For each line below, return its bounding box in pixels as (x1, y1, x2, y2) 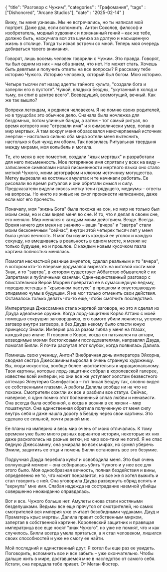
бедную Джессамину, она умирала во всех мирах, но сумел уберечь (5, 441, 154, 447)
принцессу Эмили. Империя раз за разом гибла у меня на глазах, (5, 326, 146, 332)
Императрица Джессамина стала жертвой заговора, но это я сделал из (5, 305, 160, 311)
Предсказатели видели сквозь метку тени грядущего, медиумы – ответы (5, 186, 162, 192)
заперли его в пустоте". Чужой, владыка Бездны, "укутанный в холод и (5, 87, 158, 92)
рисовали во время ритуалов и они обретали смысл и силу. (5, 180, 134, 186)
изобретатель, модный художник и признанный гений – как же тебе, (5, 30, 152, 36)
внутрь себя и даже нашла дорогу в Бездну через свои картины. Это (5, 410, 153, 416)
